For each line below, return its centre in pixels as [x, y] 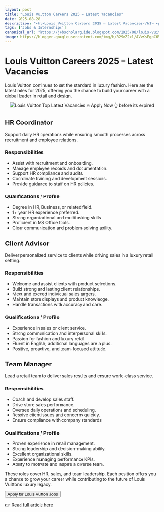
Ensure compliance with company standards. [57, 420]
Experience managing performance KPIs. [53, 459]
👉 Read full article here [29, 505]
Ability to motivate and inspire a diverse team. [58, 464]
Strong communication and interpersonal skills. [60, 333]
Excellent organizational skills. [42, 454]
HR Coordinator [29, 123]
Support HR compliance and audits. [48, 173]
